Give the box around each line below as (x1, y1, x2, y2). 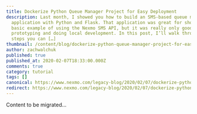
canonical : (6, 80, 33, 86)
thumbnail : (6, 42, 33, 48)
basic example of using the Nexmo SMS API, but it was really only (11, 25, 180, 31)
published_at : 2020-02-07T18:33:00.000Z (6, 58, 107, 63)
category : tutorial (6, 69, 54, 75)
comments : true (6, 63, 43, 69)
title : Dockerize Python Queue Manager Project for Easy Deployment (6, 8, 177, 15)
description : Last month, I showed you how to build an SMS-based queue (6, 14, 188, 20)
